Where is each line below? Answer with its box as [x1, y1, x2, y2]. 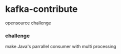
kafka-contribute [5, 3, 78, 15]
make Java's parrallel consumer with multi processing [5, 44, 116, 50]
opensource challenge [5, 20, 51, 26]
